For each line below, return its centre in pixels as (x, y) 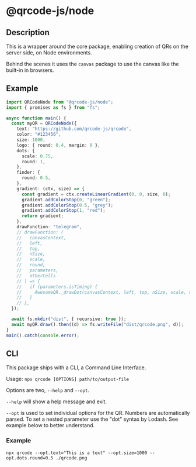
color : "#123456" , (39, 135)
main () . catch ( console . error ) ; (43, 335)
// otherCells (36, 276)
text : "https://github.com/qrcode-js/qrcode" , (74, 129)
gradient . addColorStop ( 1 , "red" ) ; (64, 211)
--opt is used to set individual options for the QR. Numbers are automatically (98, 413)
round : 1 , (33, 162)
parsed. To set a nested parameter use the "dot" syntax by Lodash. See (92, 419)
